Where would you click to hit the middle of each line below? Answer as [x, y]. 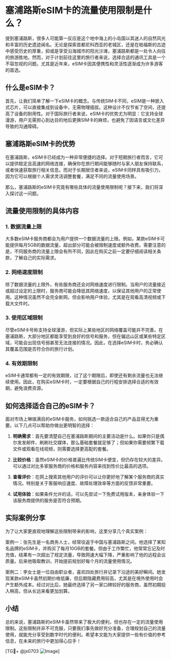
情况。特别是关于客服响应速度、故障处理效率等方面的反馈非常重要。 [84, 483]
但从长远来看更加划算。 [47, 591]
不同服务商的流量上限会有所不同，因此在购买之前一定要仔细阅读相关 [85, 251]
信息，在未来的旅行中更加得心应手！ [43, 641]
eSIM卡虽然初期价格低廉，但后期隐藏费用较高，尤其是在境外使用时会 [91, 578]
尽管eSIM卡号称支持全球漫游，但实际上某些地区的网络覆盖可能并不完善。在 [84, 330]
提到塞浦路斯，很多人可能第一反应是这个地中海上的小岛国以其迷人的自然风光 [85, 38]
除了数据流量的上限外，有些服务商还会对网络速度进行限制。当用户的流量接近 [85, 284]
